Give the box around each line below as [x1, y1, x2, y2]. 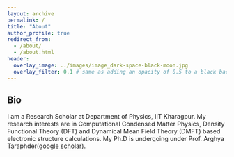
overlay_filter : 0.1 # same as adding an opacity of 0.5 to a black [13, 68, 217, 75]
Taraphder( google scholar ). [7, 142, 86, 150]
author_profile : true [7, 29, 70, 37]
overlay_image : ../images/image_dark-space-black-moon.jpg [13, 62, 189, 69]
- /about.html [13, 49, 54, 56]
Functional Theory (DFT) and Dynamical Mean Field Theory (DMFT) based [7, 127, 221, 135]
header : [7, 56, 30, 63]
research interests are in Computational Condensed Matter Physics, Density [7, 119, 225, 129]
